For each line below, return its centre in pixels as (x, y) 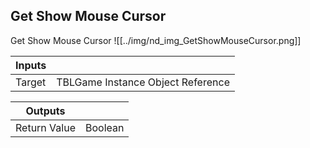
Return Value (45, 127)
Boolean (104, 127)
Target (31, 82)
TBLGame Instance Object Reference (143, 82)
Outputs (45, 111)
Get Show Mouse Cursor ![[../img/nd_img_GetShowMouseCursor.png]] (156, 40)
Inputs (31, 65)
